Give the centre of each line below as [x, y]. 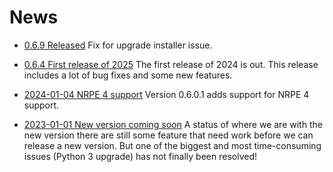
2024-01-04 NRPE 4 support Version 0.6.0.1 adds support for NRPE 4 [166, 94]
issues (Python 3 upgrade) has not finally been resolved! [140, 156]
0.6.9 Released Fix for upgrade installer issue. [118, 45]
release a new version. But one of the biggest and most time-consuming [172, 145]
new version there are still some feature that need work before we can [168, 135]
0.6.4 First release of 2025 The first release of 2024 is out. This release [171, 64]
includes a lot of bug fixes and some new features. [128, 75]
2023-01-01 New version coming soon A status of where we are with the [173, 124]
